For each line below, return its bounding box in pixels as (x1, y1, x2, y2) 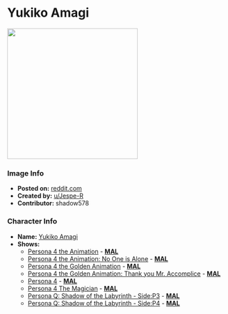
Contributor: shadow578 (17, 199, 89, 207)
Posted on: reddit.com (17, 185, 82, 193)
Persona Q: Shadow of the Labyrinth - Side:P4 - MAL (27, 299, 181, 307)
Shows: (17, 240, 40, 248)
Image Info (7, 168, 44, 178)
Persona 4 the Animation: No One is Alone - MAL (27, 254, 169, 262)
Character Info (7, 217, 58, 226)
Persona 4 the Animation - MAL (27, 247, 119, 256)
